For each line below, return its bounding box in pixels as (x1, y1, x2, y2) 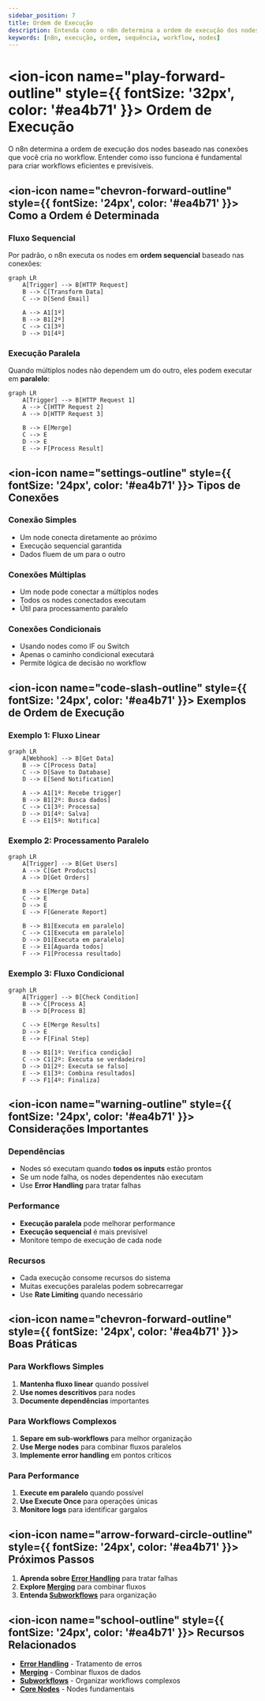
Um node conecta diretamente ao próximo (19, 532, 158, 542)
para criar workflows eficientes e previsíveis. (8, 161, 154, 171)
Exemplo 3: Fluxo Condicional (8, 968, 125, 979)
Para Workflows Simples (8, 1361, 104, 1372)
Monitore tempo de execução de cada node (19, 1235, 162, 1245)
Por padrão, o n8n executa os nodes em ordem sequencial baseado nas (8, 250, 244, 259)
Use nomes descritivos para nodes (19, 1387, 136, 1397)
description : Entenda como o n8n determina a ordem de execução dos (8, 26, 238, 34)
